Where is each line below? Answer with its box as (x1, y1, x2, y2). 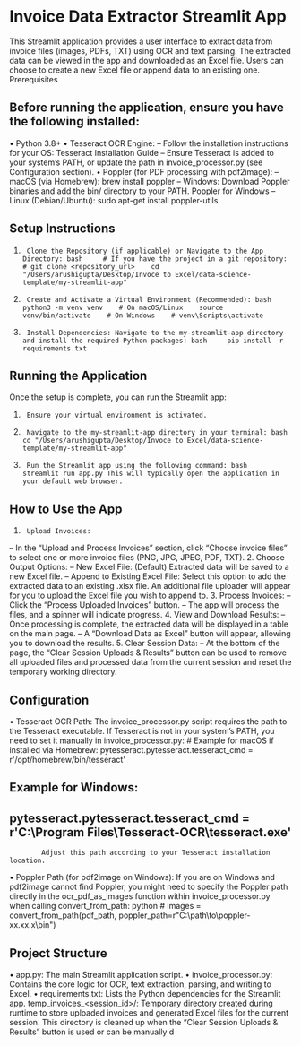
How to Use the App (9, 501, 123, 516)
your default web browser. (21, 477, 124, 486)
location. (9, 856, 47, 866)
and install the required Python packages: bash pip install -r (21, 336, 284, 345)
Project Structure (9, 946, 107, 961)
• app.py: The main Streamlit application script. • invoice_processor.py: (9, 970, 273, 981)
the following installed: (9, 114, 141, 129)
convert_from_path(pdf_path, (9, 910, 117, 921)
